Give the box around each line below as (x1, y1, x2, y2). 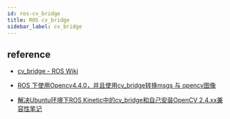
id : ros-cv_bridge (7, 10, 60, 17)
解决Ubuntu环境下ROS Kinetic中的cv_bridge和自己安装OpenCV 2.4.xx (17, 96, 217, 104)
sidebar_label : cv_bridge (7, 23, 82, 30)
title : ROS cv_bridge (7, 17, 70, 24)
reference (7, 48, 51, 60)
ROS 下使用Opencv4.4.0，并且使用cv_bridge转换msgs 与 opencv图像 (17, 81, 216, 90)
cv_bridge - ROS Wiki (17, 67, 79, 75)
